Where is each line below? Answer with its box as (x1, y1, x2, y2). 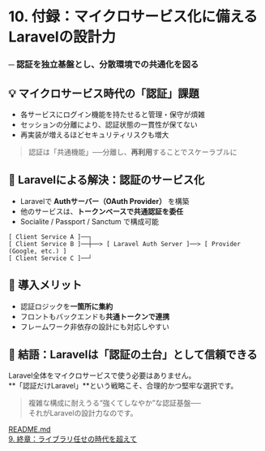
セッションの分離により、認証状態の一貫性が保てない (19, 119, 198, 129)
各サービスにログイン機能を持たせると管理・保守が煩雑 (19, 109, 205, 119)
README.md (8, 424, 51, 435)
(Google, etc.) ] (8, 247, 67, 255)
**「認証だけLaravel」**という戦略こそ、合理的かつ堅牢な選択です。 (8, 381, 238, 391)
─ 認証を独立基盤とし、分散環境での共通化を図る (8, 59, 199, 70)
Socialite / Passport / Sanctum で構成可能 (19, 216, 160, 226)
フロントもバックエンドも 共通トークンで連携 (19, 311, 170, 321)
